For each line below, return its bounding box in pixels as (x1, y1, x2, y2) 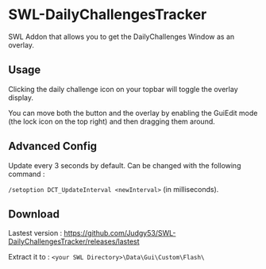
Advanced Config (8, 140, 98, 153)
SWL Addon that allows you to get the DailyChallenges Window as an (8, 32, 235, 41)
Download (8, 207, 60, 221)
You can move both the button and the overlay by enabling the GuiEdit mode (8, 108, 258, 117)
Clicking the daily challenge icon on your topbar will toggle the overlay (8, 84, 238, 94)
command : (8, 169, 45, 179)
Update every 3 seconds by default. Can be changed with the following (8, 160, 241, 170)
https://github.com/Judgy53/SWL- (64, 229, 176, 238)
